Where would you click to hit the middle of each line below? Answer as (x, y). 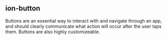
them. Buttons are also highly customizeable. (53, 32)
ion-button (23, 8)
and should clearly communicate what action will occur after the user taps (83, 26)
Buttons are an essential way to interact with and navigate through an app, (84, 21)
